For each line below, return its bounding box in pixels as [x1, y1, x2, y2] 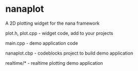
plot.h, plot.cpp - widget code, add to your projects [5, 30, 114, 36]
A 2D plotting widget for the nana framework [5, 20, 100, 26]
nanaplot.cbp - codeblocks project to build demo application [5, 50, 133, 56]
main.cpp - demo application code [5, 40, 78, 46]
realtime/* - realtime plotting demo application [5, 60, 104, 66]
